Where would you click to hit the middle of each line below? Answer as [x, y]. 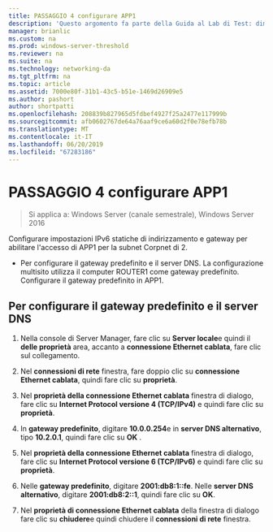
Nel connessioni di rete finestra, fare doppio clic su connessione [130, 371]
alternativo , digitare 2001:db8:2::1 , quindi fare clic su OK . [117, 495]
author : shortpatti [41, 106]
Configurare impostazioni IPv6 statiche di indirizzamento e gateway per [128, 239]
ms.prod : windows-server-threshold [69, 46]
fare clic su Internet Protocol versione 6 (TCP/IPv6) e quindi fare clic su [141, 462]
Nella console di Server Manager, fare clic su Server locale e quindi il [135, 339]
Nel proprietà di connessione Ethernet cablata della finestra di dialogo [140, 510]
